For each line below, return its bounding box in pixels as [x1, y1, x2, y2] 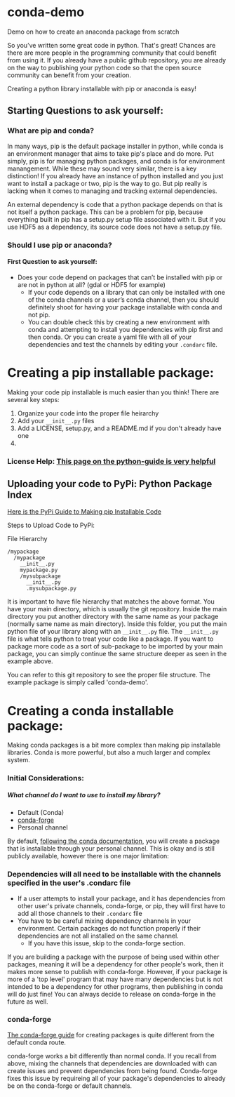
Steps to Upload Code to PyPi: [7, 521, 95, 530]
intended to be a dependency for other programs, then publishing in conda [7, 982, 223, 990]
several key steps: [7, 395, 60, 404]
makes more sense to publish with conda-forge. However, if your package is [7, 967, 228, 976]
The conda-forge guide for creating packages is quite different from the [7, 1030, 215, 1039]
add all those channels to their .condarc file [17, 909, 142, 917]
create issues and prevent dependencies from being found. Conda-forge [7, 1066, 217, 1075]
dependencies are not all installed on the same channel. [17, 931, 179, 940]
